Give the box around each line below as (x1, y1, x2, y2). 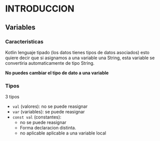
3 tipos (5, 94, 19, 100)
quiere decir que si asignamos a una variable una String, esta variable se (5, 55, 155, 61)
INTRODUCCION (5, 3, 74, 15)
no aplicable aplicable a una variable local (19, 130, 106, 136)
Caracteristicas (5, 38, 43, 45)
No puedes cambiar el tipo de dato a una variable (5, 70, 109, 76)
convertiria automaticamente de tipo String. (5, 60, 95, 66)
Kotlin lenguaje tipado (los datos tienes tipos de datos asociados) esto (5, 49, 150, 55)
